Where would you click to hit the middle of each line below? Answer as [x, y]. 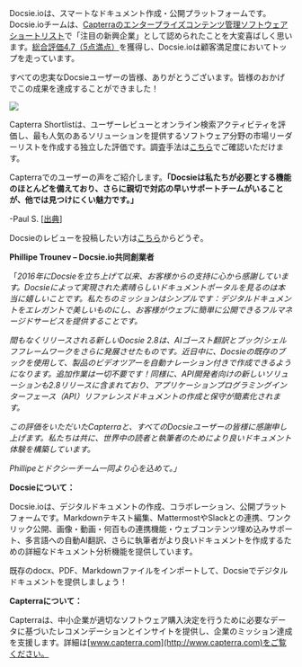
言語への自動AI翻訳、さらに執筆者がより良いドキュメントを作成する [159, 540]
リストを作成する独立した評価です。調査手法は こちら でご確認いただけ [147, 147]
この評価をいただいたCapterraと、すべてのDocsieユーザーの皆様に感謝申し [148, 427]
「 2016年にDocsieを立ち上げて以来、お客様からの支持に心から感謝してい [145, 276]
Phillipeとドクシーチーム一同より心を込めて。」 [95, 468]
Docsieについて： [42, 487]
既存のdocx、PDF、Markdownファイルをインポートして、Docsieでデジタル [149, 570]
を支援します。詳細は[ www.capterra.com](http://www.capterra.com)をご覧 [148, 642]
